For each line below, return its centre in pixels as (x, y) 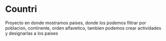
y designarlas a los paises (32, 33)
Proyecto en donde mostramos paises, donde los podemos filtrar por (76, 23)
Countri (21, 9)
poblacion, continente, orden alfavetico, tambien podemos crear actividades (83, 28)
